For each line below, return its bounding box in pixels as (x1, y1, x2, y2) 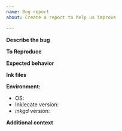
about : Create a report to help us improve (6, 14, 117, 20)
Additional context (6, 118, 54, 126)
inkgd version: (14, 107, 50, 114)
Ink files (6, 71, 27, 78)
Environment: (6, 82, 41, 90)
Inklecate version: (14, 100, 59, 108)
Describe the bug (6, 36, 50, 43)
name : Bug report (6, 8, 50, 15)
